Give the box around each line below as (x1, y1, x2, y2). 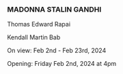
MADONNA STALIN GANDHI (7, 5, 102, 14)
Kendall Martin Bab (7, 33, 61, 41)
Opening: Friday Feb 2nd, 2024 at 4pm (7, 60, 117, 68)
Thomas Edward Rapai (7, 20, 70, 29)
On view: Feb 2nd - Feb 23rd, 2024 (7, 46, 107, 55)
